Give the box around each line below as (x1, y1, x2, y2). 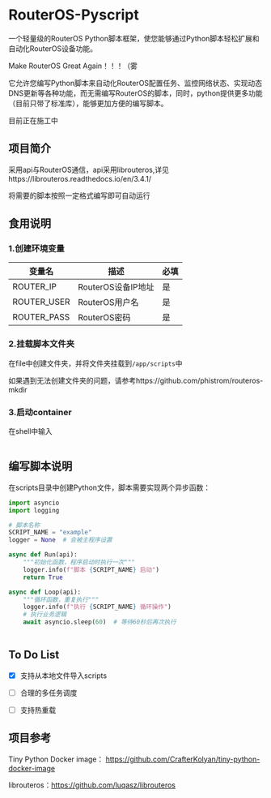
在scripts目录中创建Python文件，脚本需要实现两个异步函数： (8, 483, 211, 492)
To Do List (8, 648, 60, 662)
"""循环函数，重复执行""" (23, 595, 100, 603)
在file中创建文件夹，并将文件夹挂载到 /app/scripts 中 (8, 358, 184, 368)
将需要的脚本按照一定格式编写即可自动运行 (8, 191, 150, 200)
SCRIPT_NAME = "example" (8, 529, 92, 537)
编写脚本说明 (8, 460, 73, 474)
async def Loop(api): (8, 588, 82, 596)
